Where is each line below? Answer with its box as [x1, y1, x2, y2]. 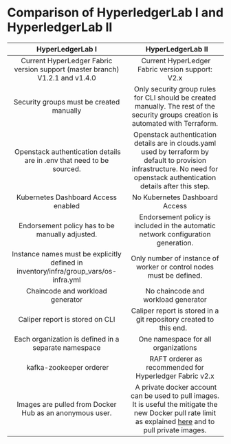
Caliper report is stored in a [131, 306, 219, 315]
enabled [54, 201, 80, 210]
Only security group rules [133, 84, 217, 93]
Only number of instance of [130, 253, 219, 263]
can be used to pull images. [130, 390, 220, 400]
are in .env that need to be [24, 155, 109, 165]
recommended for [145, 362, 204, 372]
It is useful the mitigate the [132, 399, 218, 409]
